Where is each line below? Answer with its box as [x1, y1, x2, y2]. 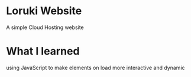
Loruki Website [6, 4, 82, 18]
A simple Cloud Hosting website [6, 24, 84, 31]
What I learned [6, 44, 80, 58]
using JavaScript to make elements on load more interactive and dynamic [6, 64, 185, 71]
